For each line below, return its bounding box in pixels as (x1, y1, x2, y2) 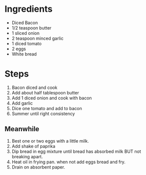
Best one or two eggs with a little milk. (11, 138, 89, 144)
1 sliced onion (11, 30, 40, 36)
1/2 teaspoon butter (11, 25, 52, 30)
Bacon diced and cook (11, 85, 58, 90)
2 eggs (11, 46, 26, 52)
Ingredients (4, 3, 53, 15)
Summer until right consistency (11, 111, 75, 117)
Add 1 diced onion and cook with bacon (11, 95, 92, 101)
